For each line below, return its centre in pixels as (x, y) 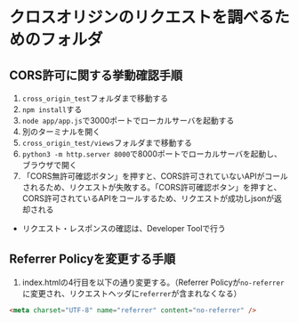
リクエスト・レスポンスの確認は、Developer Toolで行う (124, 228)
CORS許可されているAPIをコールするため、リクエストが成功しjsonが (148, 198)
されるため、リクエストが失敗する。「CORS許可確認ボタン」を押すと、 (152, 187)
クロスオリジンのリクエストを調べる (142, 17)
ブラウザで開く (49, 165)
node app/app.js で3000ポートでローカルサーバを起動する (128, 121)
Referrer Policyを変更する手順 (93, 259)
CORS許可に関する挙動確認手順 (96, 75)
